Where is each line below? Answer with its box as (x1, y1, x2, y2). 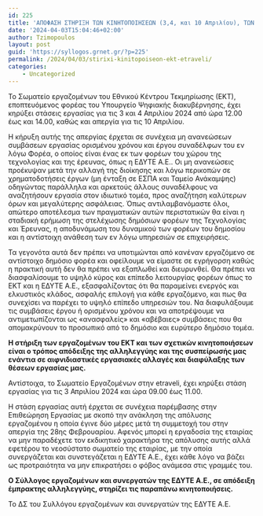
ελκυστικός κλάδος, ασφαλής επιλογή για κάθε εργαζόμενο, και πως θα (8, 289, 247, 299)
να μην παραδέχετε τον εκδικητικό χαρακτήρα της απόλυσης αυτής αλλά (8, 435, 251, 444)
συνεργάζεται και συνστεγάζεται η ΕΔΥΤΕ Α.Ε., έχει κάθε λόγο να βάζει (8, 451, 245, 461)
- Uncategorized (22, 70, 76, 78)
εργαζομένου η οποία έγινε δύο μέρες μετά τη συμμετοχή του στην (8, 418, 228, 428)
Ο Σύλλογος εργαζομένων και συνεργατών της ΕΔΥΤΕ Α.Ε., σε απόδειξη (8, 475, 255, 485)
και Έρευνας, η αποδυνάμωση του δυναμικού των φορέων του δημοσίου (8, 223, 246, 233)
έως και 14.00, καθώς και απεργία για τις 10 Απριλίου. (8, 116, 184, 126)
